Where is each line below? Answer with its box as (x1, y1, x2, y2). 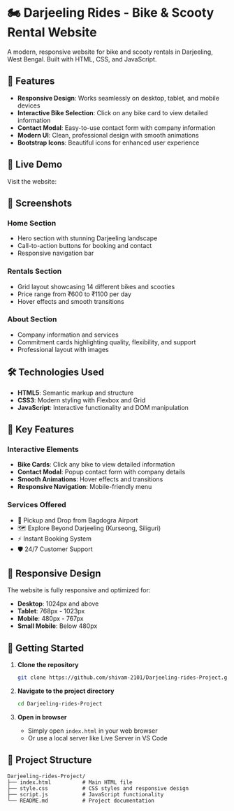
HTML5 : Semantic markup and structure (17, 388, 134, 397)
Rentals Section (7, 266, 62, 276)
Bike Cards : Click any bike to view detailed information (17, 460, 175, 469)
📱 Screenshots (7, 197, 73, 209)
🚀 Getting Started (7, 642, 85, 654)
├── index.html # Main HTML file (7, 779, 133, 786)
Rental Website (7, 24, 97, 41)
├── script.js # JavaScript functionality (7, 791, 164, 798)
